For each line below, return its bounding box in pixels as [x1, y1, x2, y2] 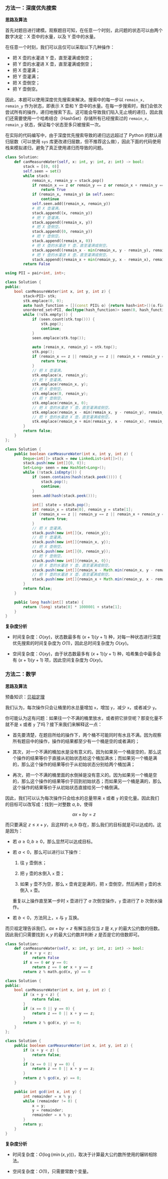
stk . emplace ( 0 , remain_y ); [31, 391, 88, 396]
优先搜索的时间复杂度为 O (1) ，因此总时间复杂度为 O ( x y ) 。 [12, 640, 131, 646]
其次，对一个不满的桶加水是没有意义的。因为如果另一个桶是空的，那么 [12, 749, 157, 755]
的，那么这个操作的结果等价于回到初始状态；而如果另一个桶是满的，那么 [12, 778, 161, 784]
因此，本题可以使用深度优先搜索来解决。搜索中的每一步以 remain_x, [5, 96, 145, 103]
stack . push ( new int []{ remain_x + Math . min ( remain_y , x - [31, 577, 153, 582]
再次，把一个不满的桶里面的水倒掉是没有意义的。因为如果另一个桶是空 [12, 772, 157, 778]
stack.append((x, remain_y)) [31, 210, 93, 215]
